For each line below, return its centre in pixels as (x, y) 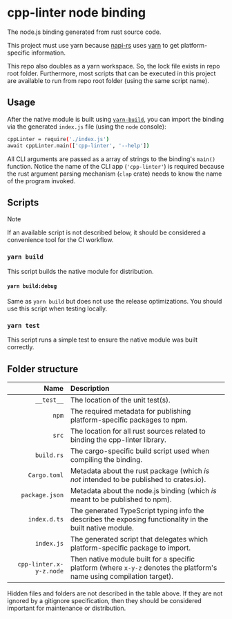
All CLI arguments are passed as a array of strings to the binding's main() (112, 159)
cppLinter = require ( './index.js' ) (58, 139)
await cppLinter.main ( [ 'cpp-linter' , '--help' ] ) (78, 146)
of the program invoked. (41, 181)
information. (49, 53)
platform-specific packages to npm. (129, 420)
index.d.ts (46, 519)
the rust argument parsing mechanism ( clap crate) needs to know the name (115, 174)
